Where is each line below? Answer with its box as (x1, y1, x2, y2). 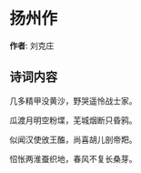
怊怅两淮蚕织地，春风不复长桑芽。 (9, 153, 137, 164)
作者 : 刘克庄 (9, 40, 55, 51)
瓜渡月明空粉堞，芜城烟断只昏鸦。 (9, 115, 137, 126)
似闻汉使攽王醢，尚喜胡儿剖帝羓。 (9, 134, 137, 145)
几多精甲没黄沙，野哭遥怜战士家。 (9, 95, 137, 106)
